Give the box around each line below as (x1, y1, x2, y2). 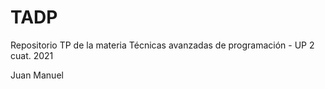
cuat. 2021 (10, 49, 54, 61)
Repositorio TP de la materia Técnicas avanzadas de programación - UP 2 (10, 39, 315, 51)
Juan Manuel (10, 69, 64, 81)
